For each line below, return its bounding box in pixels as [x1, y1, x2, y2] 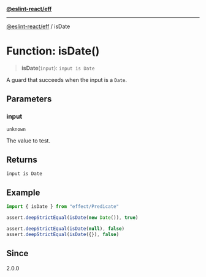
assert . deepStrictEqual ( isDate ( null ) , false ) [6, 226, 124, 232]
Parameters [6, 94, 52, 105]
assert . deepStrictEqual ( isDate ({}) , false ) [6, 231, 120, 237]
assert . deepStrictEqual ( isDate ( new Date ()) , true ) [6, 215, 139, 221]
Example [6, 187, 40, 198]
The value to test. [6, 137, 51, 144]
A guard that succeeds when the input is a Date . [6, 76, 128, 83]
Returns [6, 155, 38, 165]
